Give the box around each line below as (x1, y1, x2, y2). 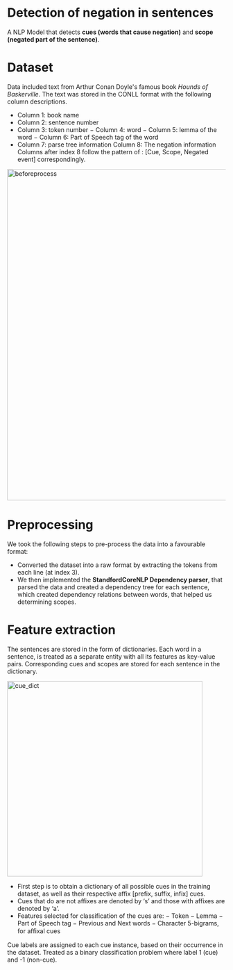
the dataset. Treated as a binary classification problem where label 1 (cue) (7, 948, 218, 956)
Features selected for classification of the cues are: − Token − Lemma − (17, 912, 223, 920)
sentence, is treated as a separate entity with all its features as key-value (7, 652, 216, 661)
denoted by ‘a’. (17, 904, 60, 912)
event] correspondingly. (17, 155, 86, 163)
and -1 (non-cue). (7, 955, 58, 964)
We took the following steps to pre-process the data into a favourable (7, 540, 206, 548)
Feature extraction (7, 622, 116, 637)
